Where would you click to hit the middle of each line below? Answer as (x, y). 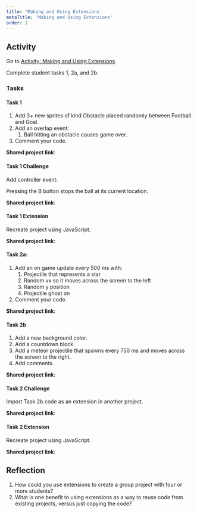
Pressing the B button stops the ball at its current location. (77, 191)
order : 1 (17, 23)
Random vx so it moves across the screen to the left (87, 280)
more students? (34, 491)
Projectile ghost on (47, 293)
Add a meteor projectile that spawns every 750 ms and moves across (100, 351)
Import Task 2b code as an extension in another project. (75, 402)
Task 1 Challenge (28, 166)
